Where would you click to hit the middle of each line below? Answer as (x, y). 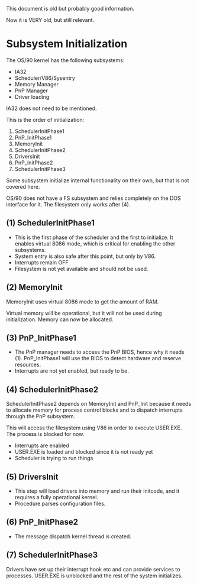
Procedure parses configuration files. (60, 503)
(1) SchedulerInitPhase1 (50, 223)
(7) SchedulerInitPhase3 (52, 555)
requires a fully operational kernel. (56, 497)
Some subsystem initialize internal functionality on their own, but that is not (98, 180)
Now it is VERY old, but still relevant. (50, 20)
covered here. (23, 186)
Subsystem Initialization (67, 44)
